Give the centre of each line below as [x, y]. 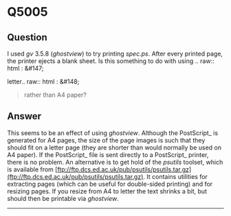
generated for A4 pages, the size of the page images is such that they [106, 140]
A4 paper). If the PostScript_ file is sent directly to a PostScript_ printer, [108, 154]
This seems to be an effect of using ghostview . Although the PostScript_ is [113, 133]
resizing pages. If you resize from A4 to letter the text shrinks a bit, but [107, 191]
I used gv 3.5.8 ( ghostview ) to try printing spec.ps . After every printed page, [115, 53]
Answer [24, 116]
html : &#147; [25, 68]
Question [27, 37]
